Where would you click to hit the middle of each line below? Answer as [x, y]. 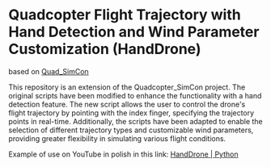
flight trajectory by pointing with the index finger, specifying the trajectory [131, 113]
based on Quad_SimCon [49, 71]
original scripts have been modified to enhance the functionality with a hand [135, 95]
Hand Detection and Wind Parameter [134, 32]
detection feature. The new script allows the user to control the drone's [127, 104]
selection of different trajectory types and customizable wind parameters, [131, 130]
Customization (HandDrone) [105, 49]
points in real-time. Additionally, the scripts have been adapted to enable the [135, 121]
